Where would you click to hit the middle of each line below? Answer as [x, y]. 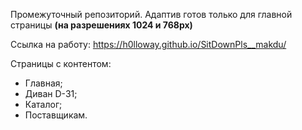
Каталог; [43, 104]
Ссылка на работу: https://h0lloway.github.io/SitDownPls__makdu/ [148, 44]
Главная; [43, 83]
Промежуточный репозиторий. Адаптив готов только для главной [151, 14]
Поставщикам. [56, 115]
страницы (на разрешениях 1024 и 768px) [101, 25]
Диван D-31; [51, 93]
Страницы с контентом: [61, 63]
